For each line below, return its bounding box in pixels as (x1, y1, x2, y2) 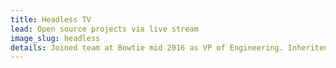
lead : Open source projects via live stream (10, 24, 199, 34)
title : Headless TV (10, 14, 92, 25)
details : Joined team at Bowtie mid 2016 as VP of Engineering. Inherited (10, 42, 329, 53)
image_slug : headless (10, 33, 101, 43)
